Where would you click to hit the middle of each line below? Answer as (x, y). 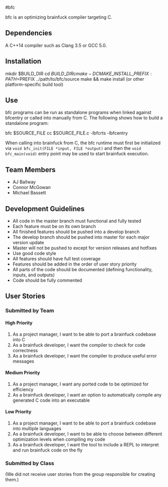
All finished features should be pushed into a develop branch (76, 232)
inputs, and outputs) (33, 275)
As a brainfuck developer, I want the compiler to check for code (79, 345)
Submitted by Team (30, 311)
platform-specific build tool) (34, 84)
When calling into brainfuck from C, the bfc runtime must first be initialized (83, 143)
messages (23, 361)
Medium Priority (23, 373)
